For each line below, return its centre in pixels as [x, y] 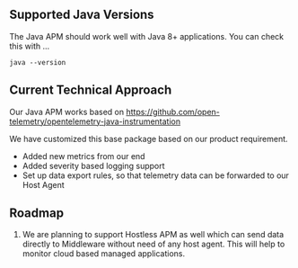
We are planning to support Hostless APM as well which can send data [153, 235]
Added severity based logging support [93, 165]
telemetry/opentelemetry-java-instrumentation [95, 121]
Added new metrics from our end [83, 156]
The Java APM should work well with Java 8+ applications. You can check [147, 36]
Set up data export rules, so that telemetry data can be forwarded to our [156, 175]
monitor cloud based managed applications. [104, 254]
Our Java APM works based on [67, 112]
